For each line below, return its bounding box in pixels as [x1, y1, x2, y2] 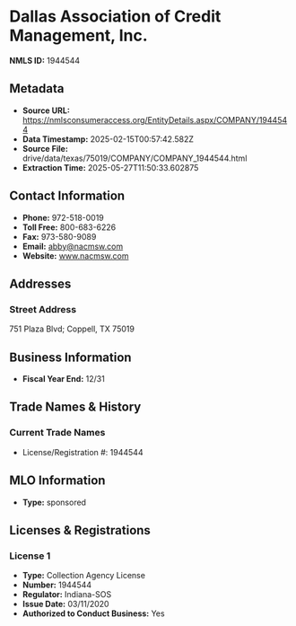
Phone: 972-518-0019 [22, 212, 105, 223]
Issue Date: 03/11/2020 [22, 599, 109, 610]
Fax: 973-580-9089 [22, 231, 97, 242]
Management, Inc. [9, 25, 148, 46]
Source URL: [22, 105, 70, 116]
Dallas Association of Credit [9, 6, 222, 27]
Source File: [22, 143, 69, 154]
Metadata [9, 81, 65, 96]
